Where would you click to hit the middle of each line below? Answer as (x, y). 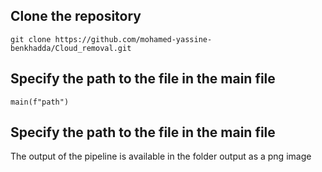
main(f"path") (40, 102)
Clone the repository (76, 16)
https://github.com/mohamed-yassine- (133, 39)
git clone (31, 39)
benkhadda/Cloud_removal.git (71, 48)
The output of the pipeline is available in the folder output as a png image (161, 156)
